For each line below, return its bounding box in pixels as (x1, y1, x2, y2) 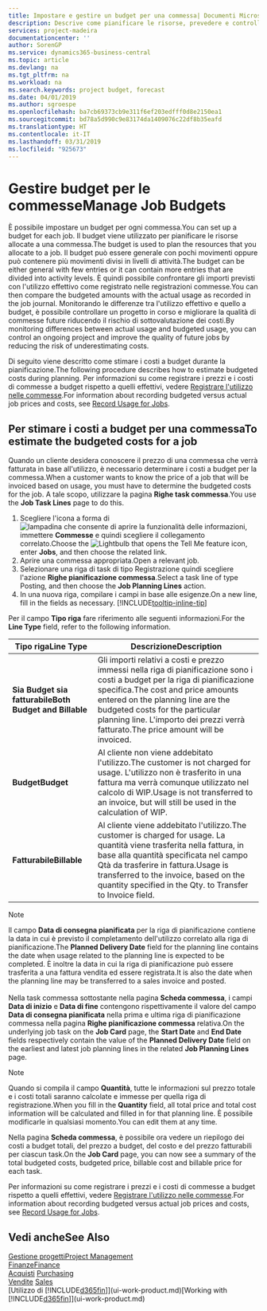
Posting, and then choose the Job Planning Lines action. (19, 581, 207, 591)
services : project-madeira (8, 26, 98, 34)
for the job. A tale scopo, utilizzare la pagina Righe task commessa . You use (8, 489, 257, 499)
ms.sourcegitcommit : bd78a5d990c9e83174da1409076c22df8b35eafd (8, 116, 222, 124)
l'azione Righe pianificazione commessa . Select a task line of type (19, 573, 238, 583)
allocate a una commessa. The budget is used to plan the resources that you (8, 240, 257, 249)
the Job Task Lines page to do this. (8, 498, 125, 508)
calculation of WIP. (97, 807, 168, 818)
